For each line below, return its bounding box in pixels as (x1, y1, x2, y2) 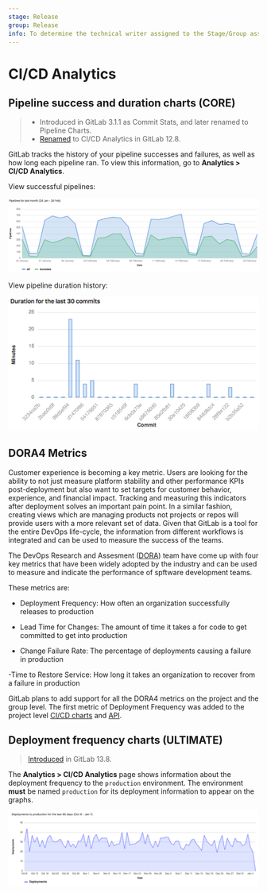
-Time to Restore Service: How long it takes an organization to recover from (8, 670, 256, 679)
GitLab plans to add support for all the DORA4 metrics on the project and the (8, 694, 259, 703)
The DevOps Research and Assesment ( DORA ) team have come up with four (8, 551, 259, 560)
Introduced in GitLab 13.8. (27, 755, 112, 764)
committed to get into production (19, 630, 128, 640)
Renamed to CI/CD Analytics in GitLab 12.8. (39, 134, 181, 144)
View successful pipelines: (8, 182, 96, 191)
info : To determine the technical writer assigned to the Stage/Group (8, 29, 247, 37)
